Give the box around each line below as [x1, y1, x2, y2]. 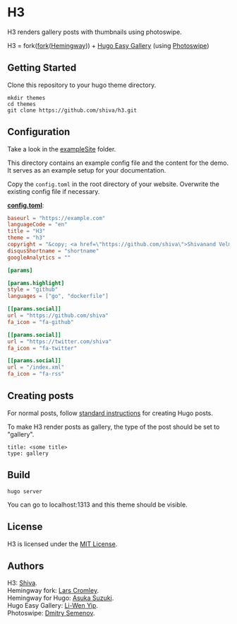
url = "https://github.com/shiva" [7, 312, 109, 319]
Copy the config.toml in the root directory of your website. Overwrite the [7, 180, 220, 188]
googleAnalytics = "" [7, 254, 71, 261]
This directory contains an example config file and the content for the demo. [7, 158, 229, 167]
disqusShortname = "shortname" [7, 247, 99, 255]
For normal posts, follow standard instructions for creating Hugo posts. [7, 408, 214, 417]
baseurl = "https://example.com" [7, 214, 106, 221]
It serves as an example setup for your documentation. [7, 166, 166, 174]
